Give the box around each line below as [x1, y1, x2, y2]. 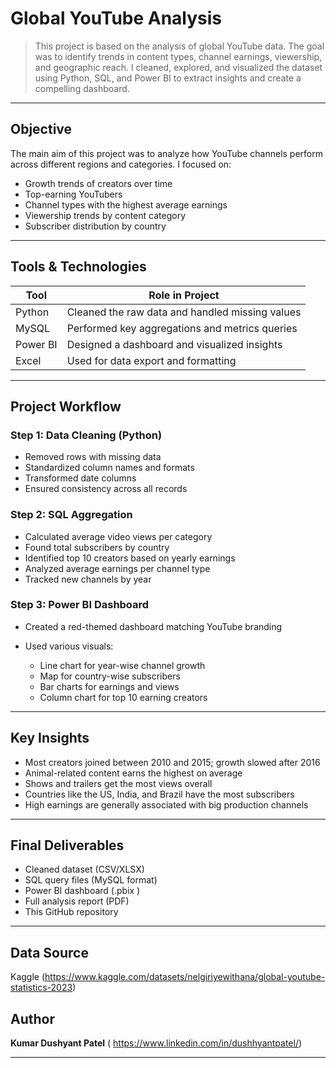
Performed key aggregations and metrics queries [66, 321, 298, 335]
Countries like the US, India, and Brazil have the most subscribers [24, 788, 295, 800]
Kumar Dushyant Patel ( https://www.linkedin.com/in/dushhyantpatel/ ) [10, 1037, 303, 1049]
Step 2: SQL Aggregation [10, 508, 133, 522]
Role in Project [148, 288, 220, 302]
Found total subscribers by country [24, 541, 170, 553]
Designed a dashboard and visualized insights [66, 337, 283, 351]
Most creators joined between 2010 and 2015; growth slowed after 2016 [24, 756, 321, 768]
